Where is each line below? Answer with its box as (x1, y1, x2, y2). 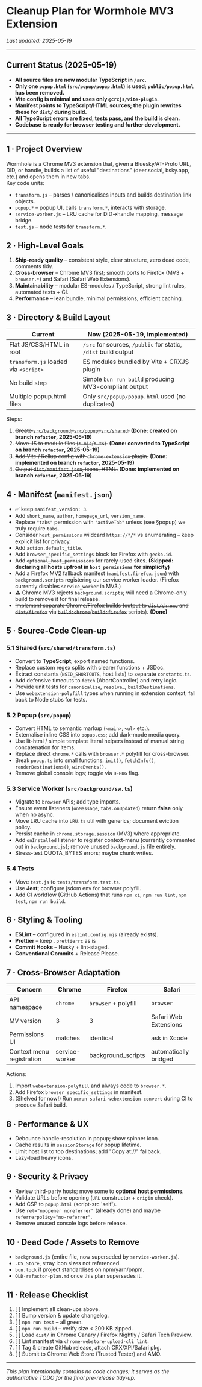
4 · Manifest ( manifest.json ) (6, 489, 113, 500)
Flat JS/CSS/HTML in (9, 341, 69, 349)
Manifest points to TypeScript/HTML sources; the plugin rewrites (14, 101, 182, 109)
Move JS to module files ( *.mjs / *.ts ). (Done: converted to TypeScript (14, 440, 191, 447)
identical (89, 1034, 114, 1042)
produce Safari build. (14, 1101, 67, 1109)
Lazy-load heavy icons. (14, 1154, 73, 1162)
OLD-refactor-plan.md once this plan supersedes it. (14, 1272, 142, 1279)
